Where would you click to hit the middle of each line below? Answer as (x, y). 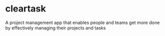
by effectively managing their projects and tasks (56, 27)
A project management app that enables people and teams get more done (82, 22)
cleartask (26, 9)
